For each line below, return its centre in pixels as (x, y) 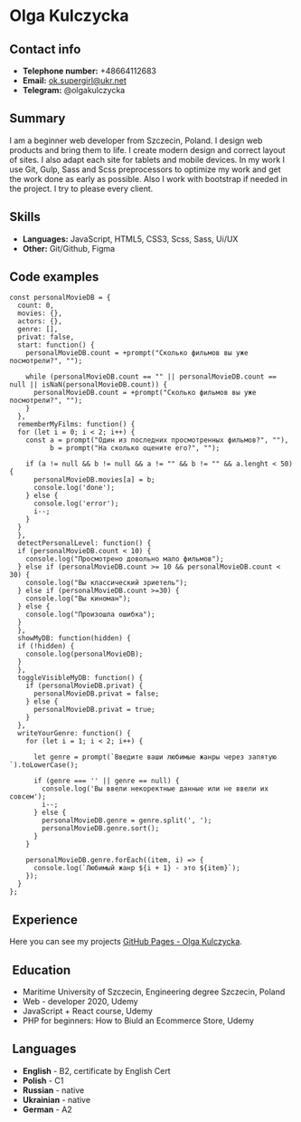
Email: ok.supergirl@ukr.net (74, 81)
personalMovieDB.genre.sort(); (101, 829)
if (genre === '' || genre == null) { (106, 781)
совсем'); (28, 797)
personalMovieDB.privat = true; (94, 710)
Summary (38, 119)
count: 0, (36, 306)
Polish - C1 (43, 1080)
